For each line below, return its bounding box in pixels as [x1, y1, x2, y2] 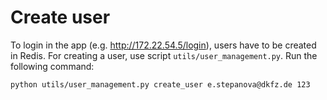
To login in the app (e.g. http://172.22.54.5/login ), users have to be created [10, 39, 317, 51]
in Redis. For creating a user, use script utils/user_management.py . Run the [10, 49, 318, 61]
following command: [10, 60, 95, 72]
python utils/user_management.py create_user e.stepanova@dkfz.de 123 [10, 79, 311, 90]
